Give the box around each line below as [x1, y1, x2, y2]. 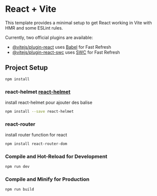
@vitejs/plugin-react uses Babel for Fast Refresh [12, 44, 112, 50]
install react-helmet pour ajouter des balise [5, 99, 93, 105]
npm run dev [5, 164, 30, 169]
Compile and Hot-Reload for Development [5, 153, 108, 160]
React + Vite [5, 3, 57, 15]
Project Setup [5, 64, 48, 72]
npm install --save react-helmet [5, 109, 74, 114]
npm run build [5, 187, 35, 192]
